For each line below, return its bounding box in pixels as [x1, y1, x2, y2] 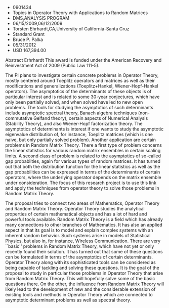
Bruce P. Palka [12, 36, 43, 42]
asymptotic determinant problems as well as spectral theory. [5, 297, 132, 303]
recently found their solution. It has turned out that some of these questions [5, 249, 163, 254]
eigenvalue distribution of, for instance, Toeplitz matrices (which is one [5, 131, 153, 137]
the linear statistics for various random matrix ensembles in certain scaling [5, 148, 161, 153]
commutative [5, 115, 33, 121]
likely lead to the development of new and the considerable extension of [5, 286, 156, 292]
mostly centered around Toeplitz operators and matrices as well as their [5, 78, 155, 83]
